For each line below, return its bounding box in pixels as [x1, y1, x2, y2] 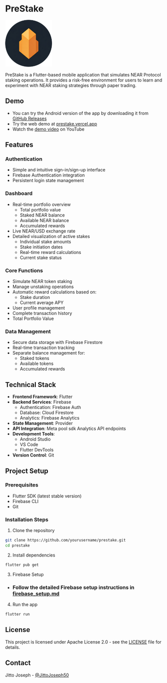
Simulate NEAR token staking [12, 278, 72, 284]
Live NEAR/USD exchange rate [12, 228, 76, 234]
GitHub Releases [12, 115, 47, 121]
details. [5, 644, 20, 650]
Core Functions [5, 267, 43, 274]
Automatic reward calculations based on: [12, 289, 97, 295]
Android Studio [19, 436, 51, 442]
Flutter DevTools [19, 447, 54, 453]
